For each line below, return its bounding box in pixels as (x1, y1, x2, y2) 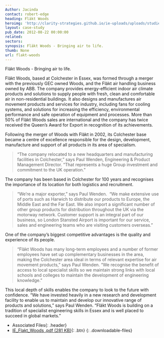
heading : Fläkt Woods (5, 16, 49, 21)
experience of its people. (5, 237, 55, 243)
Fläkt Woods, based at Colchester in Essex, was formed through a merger (5, 75, 154, 81)
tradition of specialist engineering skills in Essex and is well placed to (5, 308, 144, 314)
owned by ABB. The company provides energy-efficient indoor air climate (5, 86, 153, 92)
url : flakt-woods (5, 52, 41, 58)
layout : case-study (5, 25, 45, 30)
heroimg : (5, 21, 23, 26)
